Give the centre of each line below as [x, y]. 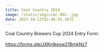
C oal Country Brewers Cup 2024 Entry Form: [52, 34]
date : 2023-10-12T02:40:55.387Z [39, 19]
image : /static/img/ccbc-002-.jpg [42, 15]
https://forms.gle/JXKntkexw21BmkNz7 [46, 44]
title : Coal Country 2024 [32, 10]
